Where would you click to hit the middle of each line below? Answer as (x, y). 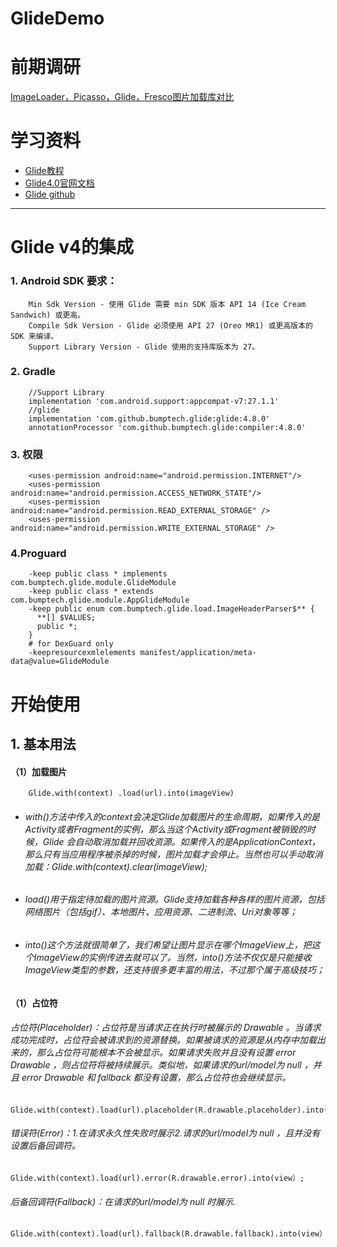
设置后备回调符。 (45, 1146)
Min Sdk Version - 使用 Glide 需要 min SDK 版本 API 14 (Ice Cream (167, 304)
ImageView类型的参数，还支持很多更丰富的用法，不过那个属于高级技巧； (174, 970)
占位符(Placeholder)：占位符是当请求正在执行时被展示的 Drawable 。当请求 (166, 1028)
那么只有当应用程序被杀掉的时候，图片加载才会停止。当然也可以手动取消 (173, 854)
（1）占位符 (34, 1003)
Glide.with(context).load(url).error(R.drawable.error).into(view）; (157, 1178)
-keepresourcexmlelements (82, 653)
